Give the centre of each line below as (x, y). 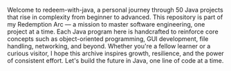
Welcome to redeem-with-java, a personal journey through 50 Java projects (115, 10)
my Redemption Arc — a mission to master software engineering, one (106, 24)
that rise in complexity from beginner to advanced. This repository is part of (115, 17)
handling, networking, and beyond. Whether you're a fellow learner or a (109, 46)
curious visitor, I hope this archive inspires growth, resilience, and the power (116, 53)
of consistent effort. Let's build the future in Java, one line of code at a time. (115, 60)
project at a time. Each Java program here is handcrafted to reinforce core (113, 31)
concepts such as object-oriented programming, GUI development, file (108, 39)
